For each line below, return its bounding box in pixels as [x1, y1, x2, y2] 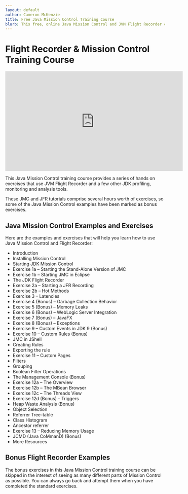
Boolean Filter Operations [12, 369, 66, 374]
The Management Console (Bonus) [12, 374, 86, 380]
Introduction [12, 250, 39, 256]
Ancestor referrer [12, 422, 49, 429]
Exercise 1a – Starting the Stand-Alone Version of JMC [12, 266, 127, 272]
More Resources [12, 439, 47, 444]
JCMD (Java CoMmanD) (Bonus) [12, 433, 82, 439]
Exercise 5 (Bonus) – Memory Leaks [12, 304, 88, 310]
